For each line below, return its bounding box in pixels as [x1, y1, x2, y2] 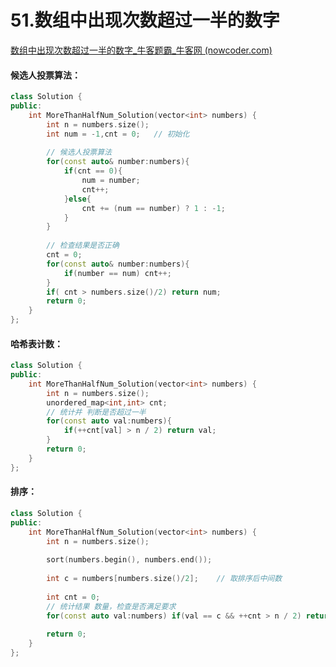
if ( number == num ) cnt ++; [63, 268, 172, 278]
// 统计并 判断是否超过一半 [46, 407, 147, 417]
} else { [63, 194, 92, 204]
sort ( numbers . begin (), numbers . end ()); [46, 555, 213, 565]
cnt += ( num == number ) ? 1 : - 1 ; [81, 203, 226, 213]
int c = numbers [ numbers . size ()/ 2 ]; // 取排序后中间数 [46, 574, 283, 584]
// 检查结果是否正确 [46, 241, 120, 251]
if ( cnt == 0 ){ [63, 166, 123, 176]
